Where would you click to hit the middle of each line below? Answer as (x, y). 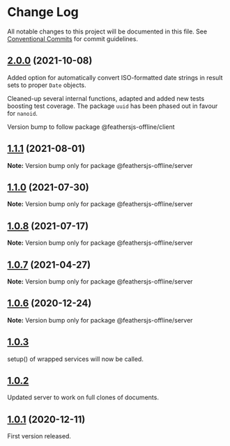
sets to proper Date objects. (47, 85)
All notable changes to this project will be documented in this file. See (107, 31)
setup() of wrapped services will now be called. (76, 359)
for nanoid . (23, 113)
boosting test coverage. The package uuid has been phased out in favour (113, 106)
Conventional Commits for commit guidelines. (72, 38)
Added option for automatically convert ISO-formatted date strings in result (115, 77)
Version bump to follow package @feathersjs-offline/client (91, 127)
